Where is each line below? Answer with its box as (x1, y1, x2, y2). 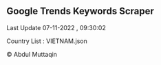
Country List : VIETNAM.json (6, 37, 87, 45)
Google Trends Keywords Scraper (6, 5, 154, 17)
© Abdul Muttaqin (6, 50, 58, 58)
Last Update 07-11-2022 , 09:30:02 (6, 23, 106, 31)
